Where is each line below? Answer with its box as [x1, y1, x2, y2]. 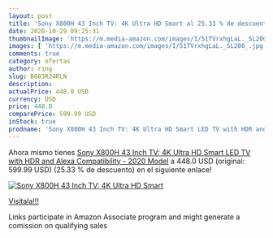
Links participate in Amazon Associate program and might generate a [8, 212, 240, 222]
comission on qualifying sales [8, 220, 108, 230]
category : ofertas [8, 58, 71, 66]
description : [8, 80, 53, 88]
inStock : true [8, 118, 57, 126]
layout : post [8, 11, 53, 20]
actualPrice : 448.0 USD [8, 87, 89, 96]
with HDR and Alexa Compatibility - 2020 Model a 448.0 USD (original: [8, 156, 245, 166]
